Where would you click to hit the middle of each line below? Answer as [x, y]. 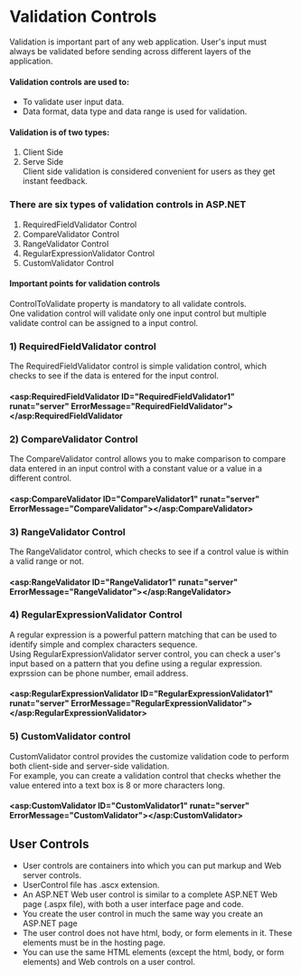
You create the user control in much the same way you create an [143, 914]
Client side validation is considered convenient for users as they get [149, 172]
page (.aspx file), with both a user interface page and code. [133, 904]
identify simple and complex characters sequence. [103, 644]
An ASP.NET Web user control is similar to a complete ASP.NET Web [150, 894]
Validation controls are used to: [69, 81]
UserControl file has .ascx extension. [91, 885]
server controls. [52, 875]
